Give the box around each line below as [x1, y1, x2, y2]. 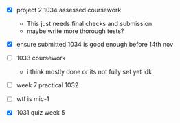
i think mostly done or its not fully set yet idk [26, 68, 153, 76]
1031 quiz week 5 [16, 109, 65, 117]
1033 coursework [16, 54, 66, 63]
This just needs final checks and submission [26, 20, 153, 28]
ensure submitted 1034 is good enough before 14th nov [16, 41, 174, 49]
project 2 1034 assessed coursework [16, 6, 122, 14]
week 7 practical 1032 [16, 81, 79, 89]
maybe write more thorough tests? [26, 27, 124, 35]
